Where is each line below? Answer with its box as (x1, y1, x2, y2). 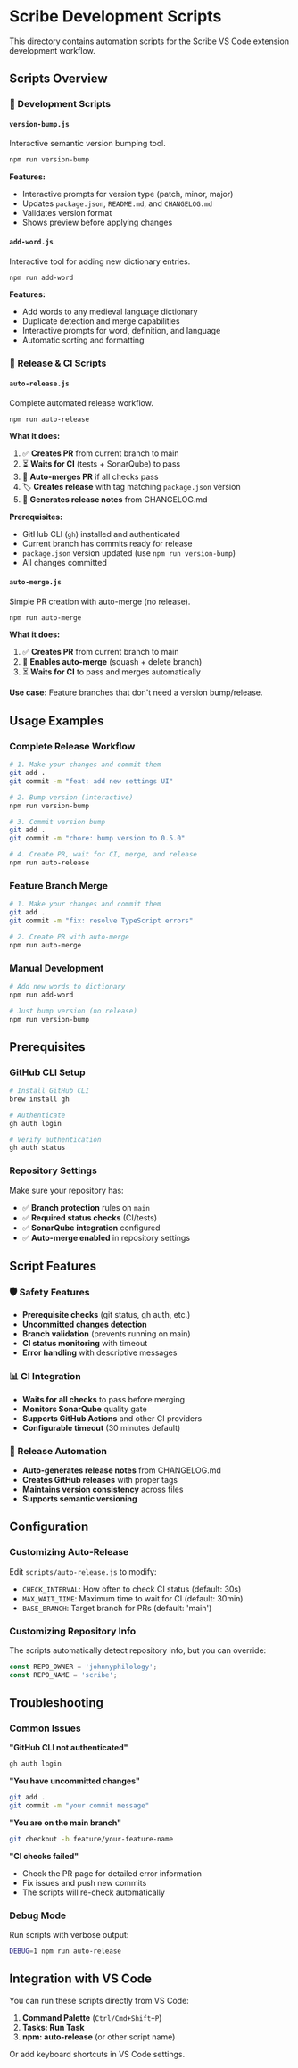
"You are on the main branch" (9, 1817, 122, 1828)
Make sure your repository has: (9, 1185, 124, 1195)
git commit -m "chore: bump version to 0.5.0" (9, 834, 186, 843)
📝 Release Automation (9, 1444, 107, 1457)
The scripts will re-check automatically (21, 1887, 165, 1898)
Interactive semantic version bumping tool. (9, 138, 167, 149)
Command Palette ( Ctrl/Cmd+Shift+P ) (21, 2012, 162, 2023)
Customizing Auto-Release (9, 1546, 129, 1559)
